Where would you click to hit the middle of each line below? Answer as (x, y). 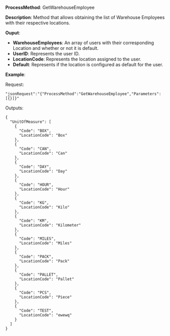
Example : (15, 74)
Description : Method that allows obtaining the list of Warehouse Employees (85, 17)
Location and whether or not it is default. (56, 48)
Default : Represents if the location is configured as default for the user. (88, 64)
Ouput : (13, 33)
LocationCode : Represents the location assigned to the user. (77, 59)
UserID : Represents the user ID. (46, 54)
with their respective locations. (38, 23)
